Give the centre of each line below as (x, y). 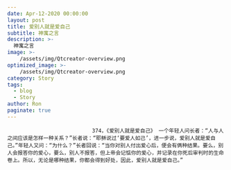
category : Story (31, 78)
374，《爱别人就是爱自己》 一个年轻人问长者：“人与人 (158, 130)
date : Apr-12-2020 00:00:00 (48, 14)
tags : (15, 85)
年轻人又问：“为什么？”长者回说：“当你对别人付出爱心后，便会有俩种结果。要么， (118, 145)
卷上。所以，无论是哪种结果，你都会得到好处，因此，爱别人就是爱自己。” (95, 160)
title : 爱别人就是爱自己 (39, 26)
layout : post (26, 20)
